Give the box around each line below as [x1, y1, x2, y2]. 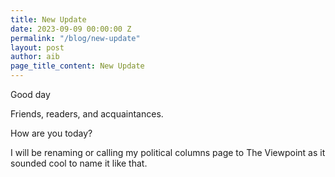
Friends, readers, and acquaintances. [10, 108, 164, 120]
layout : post [10, 42, 65, 53]
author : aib [10, 52, 60, 62]
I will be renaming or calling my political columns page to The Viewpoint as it [10, 147, 326, 158]
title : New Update [10, 14, 87, 25]
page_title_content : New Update [10, 61, 145, 71]
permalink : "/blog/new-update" [10, 33, 141, 43]
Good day [10, 89, 51, 100]
